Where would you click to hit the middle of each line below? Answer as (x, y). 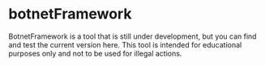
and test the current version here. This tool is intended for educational (125, 44)
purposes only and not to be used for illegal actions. (95, 53)
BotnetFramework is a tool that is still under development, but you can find (132, 36)
